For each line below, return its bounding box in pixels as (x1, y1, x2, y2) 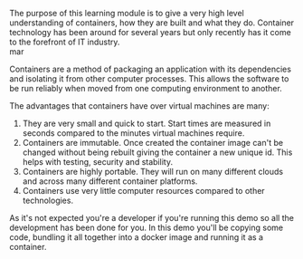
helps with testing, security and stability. (22, 157, 174, 167)
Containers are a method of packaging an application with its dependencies (9, 63, 292, 74)
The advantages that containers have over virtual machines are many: (9, 101, 270, 111)
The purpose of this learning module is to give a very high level (9, 8, 244, 18)
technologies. (22, 195, 74, 206)
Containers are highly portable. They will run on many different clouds (22, 167, 283, 177)
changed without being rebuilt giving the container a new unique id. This (22, 147, 293, 158)
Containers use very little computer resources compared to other (22, 186, 265, 196)
